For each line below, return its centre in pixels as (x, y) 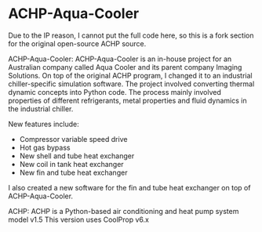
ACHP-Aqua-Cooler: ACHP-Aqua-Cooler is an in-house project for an (120, 59)
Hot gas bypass (45, 147)
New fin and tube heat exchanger (73, 172)
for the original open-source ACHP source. (77, 43)
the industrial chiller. (41, 109)
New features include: (44, 124)
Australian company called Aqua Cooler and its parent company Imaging (125, 67)
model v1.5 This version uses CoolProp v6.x (79, 219)
